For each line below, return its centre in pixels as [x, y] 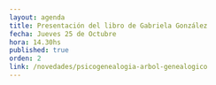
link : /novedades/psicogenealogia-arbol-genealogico [108, 67]
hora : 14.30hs [35, 42]
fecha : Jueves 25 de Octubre [63, 34]
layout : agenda [37, 17]
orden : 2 [25, 58]
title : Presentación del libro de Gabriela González [108, 26]
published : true [39, 50]
